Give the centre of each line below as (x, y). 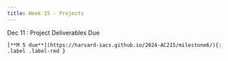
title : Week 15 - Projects (46, 13)
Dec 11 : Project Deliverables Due (53, 33)
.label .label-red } (37, 51)
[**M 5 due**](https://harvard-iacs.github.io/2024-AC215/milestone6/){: (115, 45)
